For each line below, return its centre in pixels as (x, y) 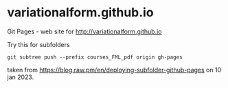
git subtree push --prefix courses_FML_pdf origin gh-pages (95, 57)
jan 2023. (21, 77)
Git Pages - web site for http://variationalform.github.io (84, 31)
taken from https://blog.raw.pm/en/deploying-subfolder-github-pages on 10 (114, 70)
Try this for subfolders (38, 44)
